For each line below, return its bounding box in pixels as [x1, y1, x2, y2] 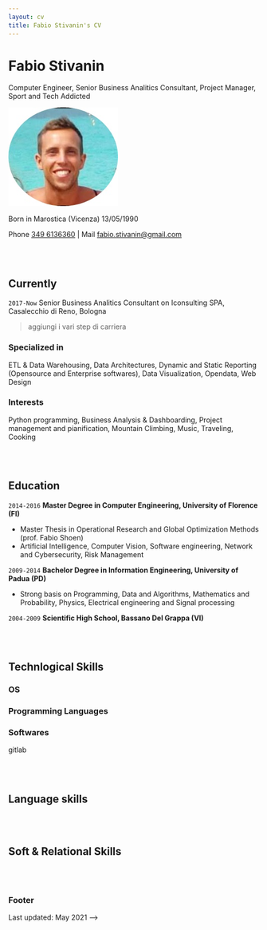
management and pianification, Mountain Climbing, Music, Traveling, [8, 423, 234, 433]
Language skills [8, 792, 88, 805]
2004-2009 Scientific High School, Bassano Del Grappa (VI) [8, 613, 205, 623]
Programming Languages [8, 705, 109, 716]
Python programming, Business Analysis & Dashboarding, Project [8, 415, 223, 425]
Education [8, 479, 61, 493]
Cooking [8, 432, 36, 441]
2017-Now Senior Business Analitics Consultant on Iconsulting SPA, [8, 298, 225, 307]
